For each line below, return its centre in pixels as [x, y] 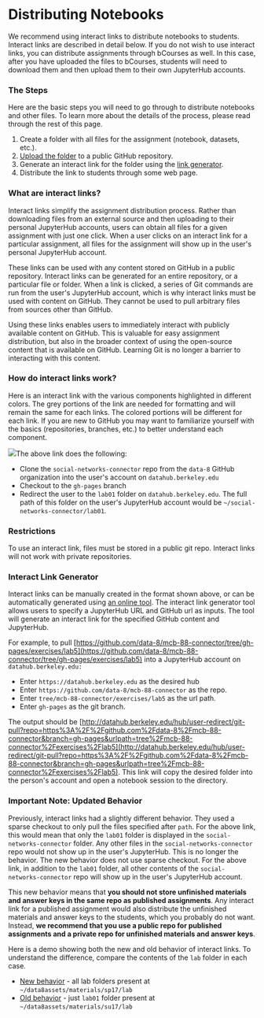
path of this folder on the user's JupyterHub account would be [121, 502]
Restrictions [32, 531]
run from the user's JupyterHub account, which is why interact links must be [132, 292]
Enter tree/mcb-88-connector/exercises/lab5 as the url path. [117, 698]
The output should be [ [45, 722]
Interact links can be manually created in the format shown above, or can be [131, 594]
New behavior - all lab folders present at [85, 981]
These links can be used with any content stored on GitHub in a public [122, 267]
